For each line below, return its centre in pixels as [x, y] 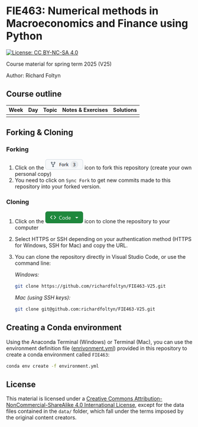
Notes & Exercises [85, 110]
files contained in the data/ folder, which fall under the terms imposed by [95, 411]
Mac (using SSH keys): [43, 297]
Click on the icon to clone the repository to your [92, 221]
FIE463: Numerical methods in [82, 11]
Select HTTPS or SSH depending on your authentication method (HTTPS [103, 239]
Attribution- [148, 399]
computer [27, 227]
